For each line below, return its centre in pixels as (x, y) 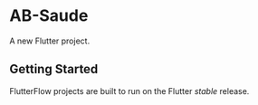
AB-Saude (49, 16)
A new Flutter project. (50, 41)
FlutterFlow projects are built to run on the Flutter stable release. (129, 91)
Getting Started (54, 69)
